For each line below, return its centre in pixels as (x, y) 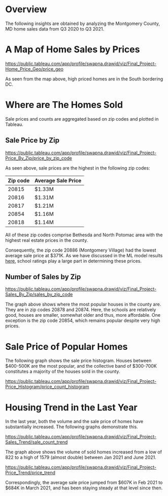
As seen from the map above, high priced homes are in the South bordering (84, 79)
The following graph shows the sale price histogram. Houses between (78, 361)
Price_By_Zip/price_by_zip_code (39, 158)
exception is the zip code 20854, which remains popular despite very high (83, 321)
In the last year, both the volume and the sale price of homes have (74, 422)
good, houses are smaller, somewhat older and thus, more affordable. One (83, 315)
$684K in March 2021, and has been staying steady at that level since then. (84, 488)
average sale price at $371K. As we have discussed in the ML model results (84, 255)
